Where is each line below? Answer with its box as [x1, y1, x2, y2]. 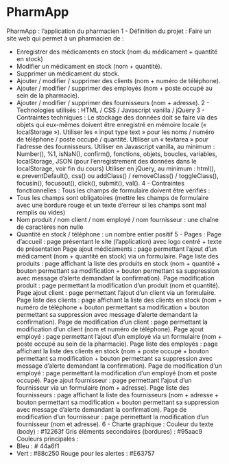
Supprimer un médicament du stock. [16, 69, 120, 78]
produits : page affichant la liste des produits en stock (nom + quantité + [16, 259, 221, 267]
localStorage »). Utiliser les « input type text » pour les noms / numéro [16, 128, 215, 136]
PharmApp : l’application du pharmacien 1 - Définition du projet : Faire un [6, 27, 212, 35]
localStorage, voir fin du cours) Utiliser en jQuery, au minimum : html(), [16, 164, 216, 173]
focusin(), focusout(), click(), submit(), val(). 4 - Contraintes [16, 179, 184, 187]
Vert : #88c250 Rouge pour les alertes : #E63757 [16, 449, 155, 457]
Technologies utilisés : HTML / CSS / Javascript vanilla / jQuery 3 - [16, 106, 205, 114]
